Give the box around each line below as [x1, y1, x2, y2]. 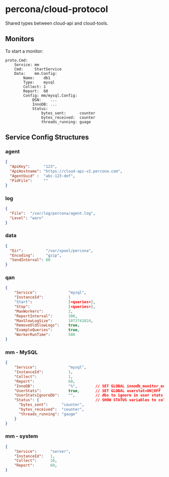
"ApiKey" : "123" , [10, 164, 57, 169]
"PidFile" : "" [10, 178, 49, 183]
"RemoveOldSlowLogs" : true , [14, 323, 80, 328]
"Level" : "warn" [10, 215, 44, 221]
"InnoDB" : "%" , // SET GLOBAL [14, 384, 125, 389]
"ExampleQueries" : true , [14, 328, 80, 333]
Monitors [5, 35, 34, 43]
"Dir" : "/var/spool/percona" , [10, 248, 94, 253]
